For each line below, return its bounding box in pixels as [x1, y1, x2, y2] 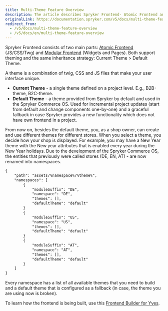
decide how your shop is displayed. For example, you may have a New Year [5, 137, 161, 143]
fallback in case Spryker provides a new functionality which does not [12, 112, 155, 118]
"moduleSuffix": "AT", [31, 243, 79, 248]
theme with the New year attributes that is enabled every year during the [5, 143, 155, 148]
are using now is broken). [5, 290, 57, 296]
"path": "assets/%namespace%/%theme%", [14, 173, 97, 178]
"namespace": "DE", [31, 191, 72, 197]
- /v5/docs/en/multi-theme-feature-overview [9, 31, 104, 36]
